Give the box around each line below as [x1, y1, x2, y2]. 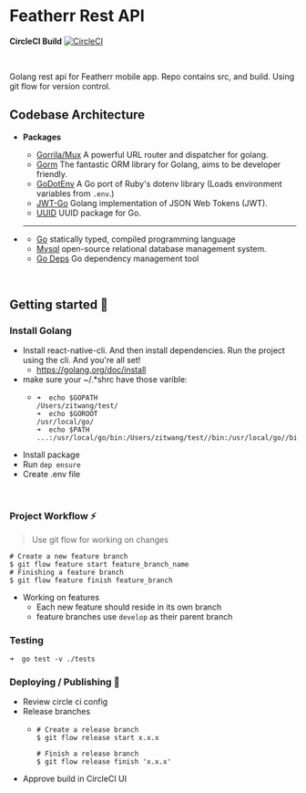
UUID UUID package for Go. [36, 207, 141, 218]
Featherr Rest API [9, 5, 146, 26]
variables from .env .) [36, 188, 115, 199]
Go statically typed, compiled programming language [36, 234, 237, 245]
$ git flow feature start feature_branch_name [9, 559, 189, 569]
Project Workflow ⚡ [9, 510, 97, 523]
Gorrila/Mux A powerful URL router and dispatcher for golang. [36, 149, 269, 160]
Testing [9, 633, 44, 646]
